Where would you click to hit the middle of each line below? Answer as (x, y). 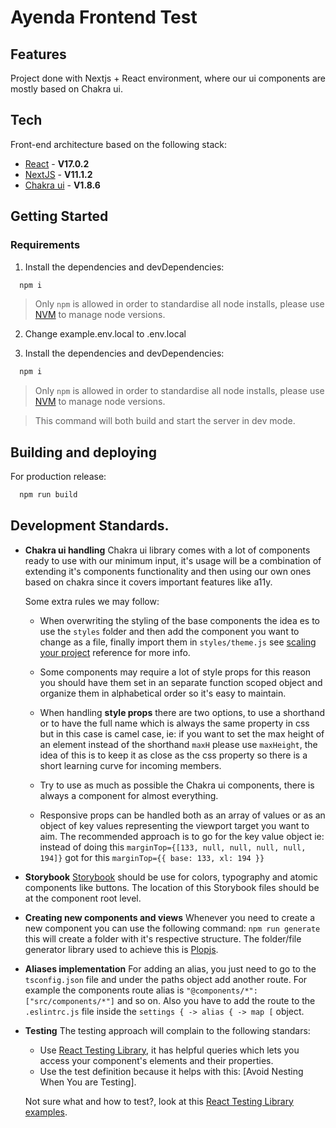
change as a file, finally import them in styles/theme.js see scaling (178, 642)
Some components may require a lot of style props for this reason (175, 672)
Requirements (45, 245)
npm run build (48, 495)
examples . (46, 1112)
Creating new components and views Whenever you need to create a (170, 917)
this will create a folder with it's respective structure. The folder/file (163, 938)
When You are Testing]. (88, 1082)
